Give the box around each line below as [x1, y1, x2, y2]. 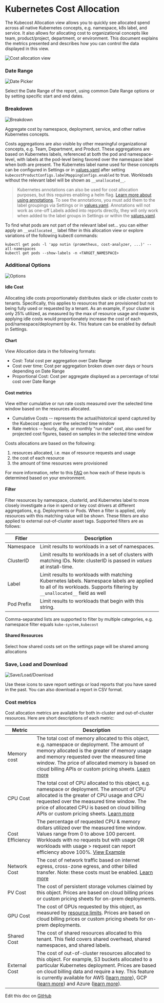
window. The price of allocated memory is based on [36, 760, 156, 767]
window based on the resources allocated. [5, 406, 91, 412]
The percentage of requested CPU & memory [36, 818, 141, 825]
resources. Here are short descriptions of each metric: [5, 715, 115, 721]
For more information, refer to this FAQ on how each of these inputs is [5, 470, 145, 476]
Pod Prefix [7, 601, 32, 607]
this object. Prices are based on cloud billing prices [36, 889, 154, 896]
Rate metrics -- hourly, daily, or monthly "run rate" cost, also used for [12, 426, 152, 432]
